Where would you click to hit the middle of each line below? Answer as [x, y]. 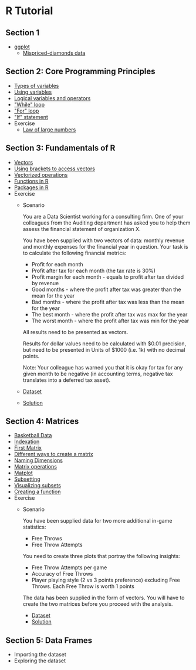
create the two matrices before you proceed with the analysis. [98, 604]
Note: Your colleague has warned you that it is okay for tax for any [103, 367]
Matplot [23, 473]
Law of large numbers [49, 129]
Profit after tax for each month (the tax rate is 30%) [94, 270]
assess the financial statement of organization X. [82, 229]
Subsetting [27, 479]
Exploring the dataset [40, 661]
